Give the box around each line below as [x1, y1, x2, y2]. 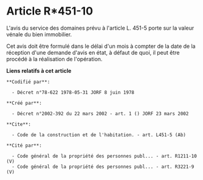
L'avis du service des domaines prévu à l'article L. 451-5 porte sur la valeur [6, 24, 194, 32]
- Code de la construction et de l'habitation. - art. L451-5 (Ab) [12, 132, 187, 138]
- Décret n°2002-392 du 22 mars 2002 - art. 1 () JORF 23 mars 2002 [12, 110, 189, 116]
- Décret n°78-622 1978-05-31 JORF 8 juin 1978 [12, 89, 135, 95]
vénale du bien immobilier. [6, 30, 72, 38]
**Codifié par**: [6, 79, 50, 85]
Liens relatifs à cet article [6, 67, 72, 74]
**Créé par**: [6, 100, 43, 106]
